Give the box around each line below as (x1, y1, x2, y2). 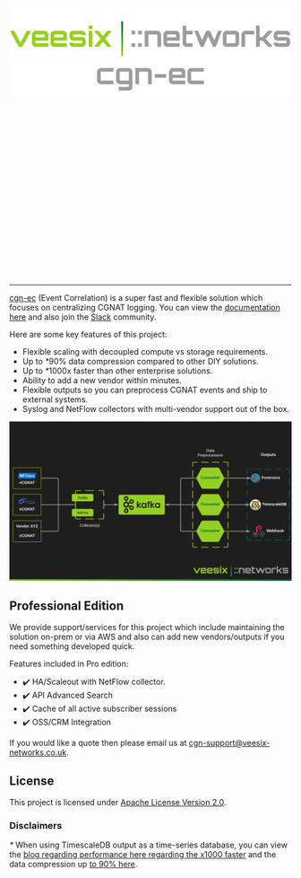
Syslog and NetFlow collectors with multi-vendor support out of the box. (21, 404, 289, 414)
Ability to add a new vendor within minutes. (21, 375, 182, 385)
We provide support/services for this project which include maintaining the (9, 622, 285, 633)
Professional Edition (9, 598, 124, 613)
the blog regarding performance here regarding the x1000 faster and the (9, 849, 277, 860)
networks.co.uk (9, 747, 67, 758)
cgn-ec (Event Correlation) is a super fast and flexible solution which (9, 293, 263, 303)
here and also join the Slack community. (9, 312, 157, 322)
